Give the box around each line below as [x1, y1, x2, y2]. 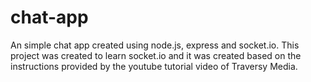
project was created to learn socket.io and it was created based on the [10, 49, 302, 61]
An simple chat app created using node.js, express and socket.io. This [10, 39, 300, 51]
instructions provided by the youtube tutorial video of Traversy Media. [10, 60, 298, 72]
